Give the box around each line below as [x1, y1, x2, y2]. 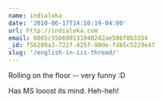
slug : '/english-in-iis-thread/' [8, 49, 120, 57]
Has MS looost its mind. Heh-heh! [8, 86, 120, 96]
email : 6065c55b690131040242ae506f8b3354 [8, 33, 149, 42]
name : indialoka [8, 11, 62, 20]
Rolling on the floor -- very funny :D [8, 71, 125, 80]
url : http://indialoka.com [8, 26, 98, 34]
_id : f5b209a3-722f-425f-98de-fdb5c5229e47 [8, 41, 156, 49]
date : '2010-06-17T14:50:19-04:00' [8, 19, 127, 27]
